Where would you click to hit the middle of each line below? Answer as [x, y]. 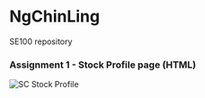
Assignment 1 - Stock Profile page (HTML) [102, 65]
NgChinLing [55, 17]
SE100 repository [41, 41]
